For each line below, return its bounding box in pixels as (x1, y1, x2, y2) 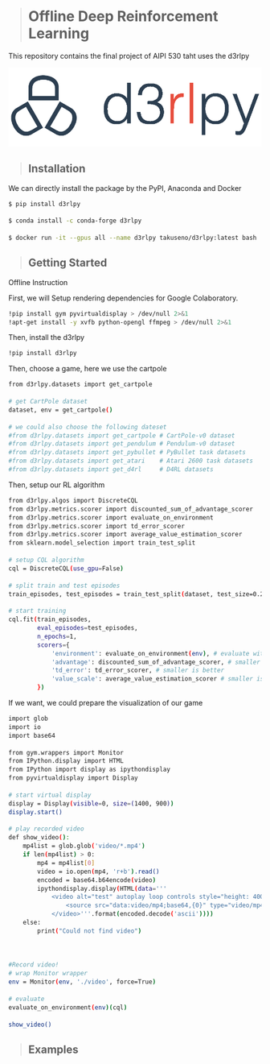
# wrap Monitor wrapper (8, 970, 88, 978)
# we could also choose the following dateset (8, 423, 167, 431)
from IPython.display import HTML (8, 757, 125, 765)
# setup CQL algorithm (8, 556, 84, 565)
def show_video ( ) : (8, 834, 70, 842)
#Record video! (8, 961, 59, 969)
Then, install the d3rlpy (8, 333, 85, 342)
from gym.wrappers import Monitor (8, 748, 125, 756)
